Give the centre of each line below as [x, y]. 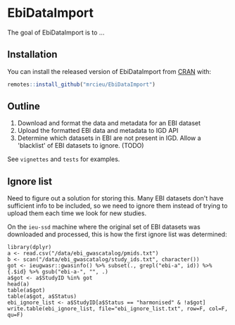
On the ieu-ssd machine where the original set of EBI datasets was [104, 227]
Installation [32, 55]
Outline [24, 107]
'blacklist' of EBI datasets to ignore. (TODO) [81, 146]
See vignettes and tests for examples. [64, 159]
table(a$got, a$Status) [42, 297]
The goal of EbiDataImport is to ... [56, 32]
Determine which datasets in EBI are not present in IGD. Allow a [109, 138]
